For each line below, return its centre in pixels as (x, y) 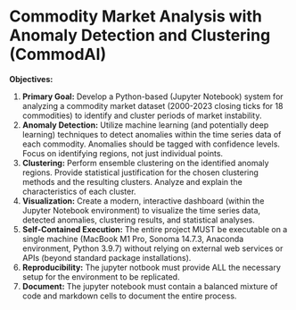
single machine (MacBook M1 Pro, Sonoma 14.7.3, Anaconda (133, 239)
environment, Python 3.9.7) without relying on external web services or (152, 248)
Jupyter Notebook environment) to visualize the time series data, (141, 210)
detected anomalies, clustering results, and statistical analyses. (139, 220)
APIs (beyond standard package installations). (107, 257)
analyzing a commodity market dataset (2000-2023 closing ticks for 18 (152, 105)
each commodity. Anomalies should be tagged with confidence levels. (151, 144)
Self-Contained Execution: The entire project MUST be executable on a (155, 229)
